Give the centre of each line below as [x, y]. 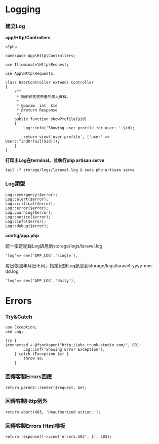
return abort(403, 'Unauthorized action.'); [53, 412]
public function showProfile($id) [51, 119]
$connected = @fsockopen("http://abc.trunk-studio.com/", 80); [73, 345]
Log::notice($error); [28, 217]
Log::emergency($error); [31, 195]
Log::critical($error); [30, 204]
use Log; [14, 332]
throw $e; [34, 358]
